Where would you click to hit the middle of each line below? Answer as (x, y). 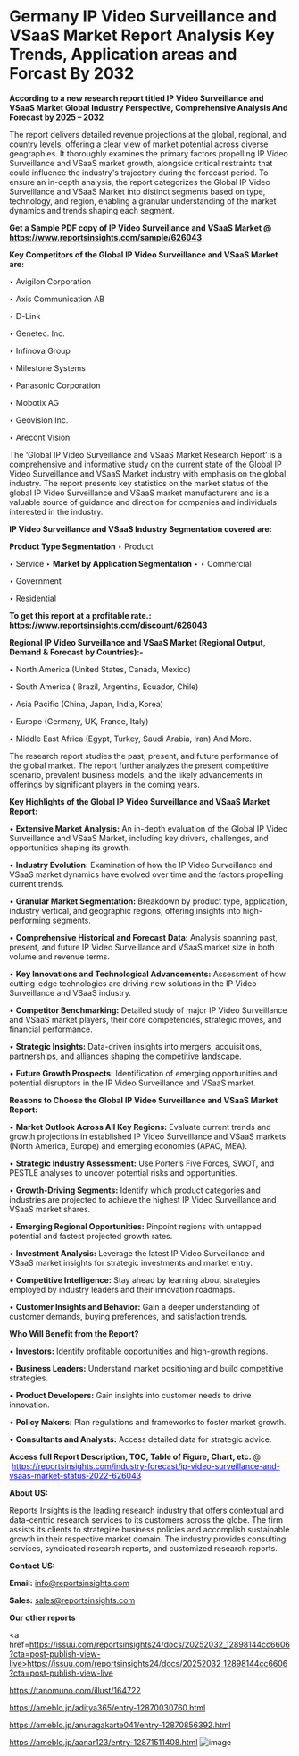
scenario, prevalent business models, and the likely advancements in (136, 774)
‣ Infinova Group (40, 350)
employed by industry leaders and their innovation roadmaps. (122, 1289)
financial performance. (51, 1029)
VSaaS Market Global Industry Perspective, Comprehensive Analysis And (149, 107)
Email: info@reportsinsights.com (70, 1583)
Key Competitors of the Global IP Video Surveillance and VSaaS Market (144, 254)
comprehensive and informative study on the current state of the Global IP (146, 464)
